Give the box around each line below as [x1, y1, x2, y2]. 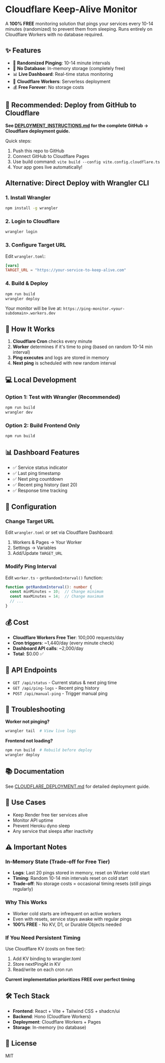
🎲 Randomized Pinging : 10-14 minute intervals [12, 60, 111, 66]
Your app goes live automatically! [12, 164, 82, 170]
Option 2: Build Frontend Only [5, 422, 80, 429]
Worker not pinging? [5, 718, 50, 725]
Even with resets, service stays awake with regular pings [12, 916, 132, 922]
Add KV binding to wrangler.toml [12, 955, 81, 962]
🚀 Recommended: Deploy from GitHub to [5, 101, 136, 109]
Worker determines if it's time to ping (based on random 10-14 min [12, 344, 153, 350]
